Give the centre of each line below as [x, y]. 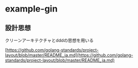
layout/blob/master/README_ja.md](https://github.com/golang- [69, 55]
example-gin [31, 9]
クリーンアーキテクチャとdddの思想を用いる [49, 40]
